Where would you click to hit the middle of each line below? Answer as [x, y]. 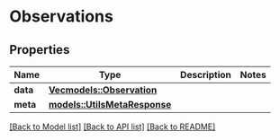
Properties [40, 50]
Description [206, 75]
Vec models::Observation [103, 90]
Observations [62, 17]
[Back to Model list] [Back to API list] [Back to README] [113, 127]
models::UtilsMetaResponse [110, 105]
